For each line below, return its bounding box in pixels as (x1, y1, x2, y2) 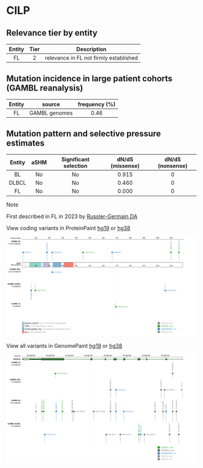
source (42, 100, 60, 107)
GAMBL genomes (29, 109, 73, 117)
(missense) (111, 162, 140, 169)
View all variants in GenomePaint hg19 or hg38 (6, 342, 123, 349)
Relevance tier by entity (6, 28, 98, 38)
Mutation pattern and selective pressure (6, 128, 161, 139)
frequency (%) (77, 100, 116, 107)
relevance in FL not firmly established (45, 54, 138, 61)
